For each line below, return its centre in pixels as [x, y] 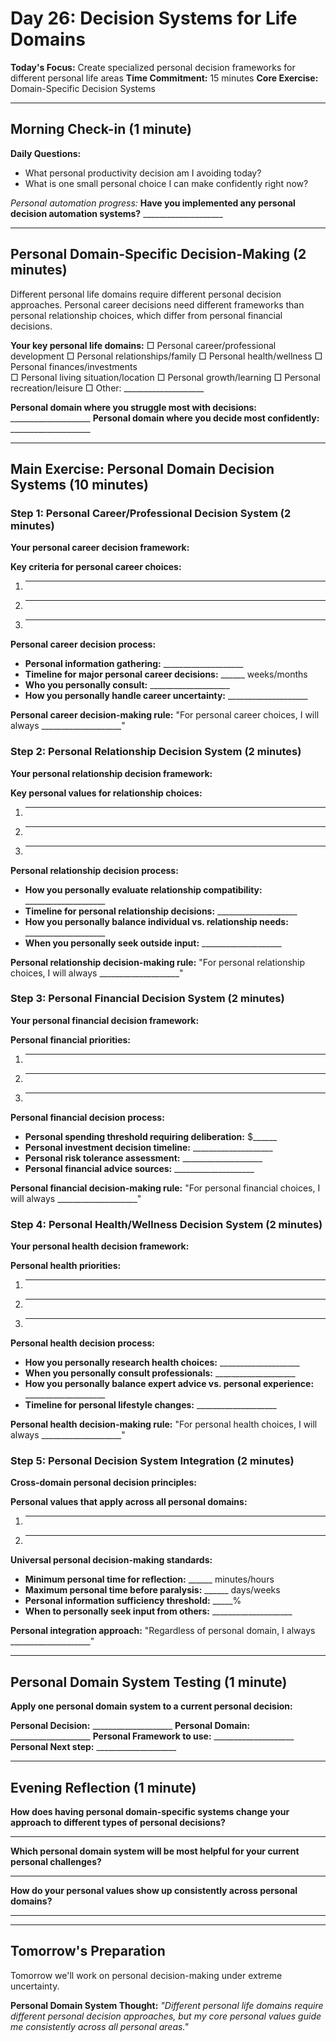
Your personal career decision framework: [100, 548]
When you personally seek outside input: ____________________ [153, 943]
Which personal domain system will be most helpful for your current [155, 1851]
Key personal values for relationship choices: [106, 793]
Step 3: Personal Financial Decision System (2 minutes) [147, 999]
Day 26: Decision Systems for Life [154, 18]
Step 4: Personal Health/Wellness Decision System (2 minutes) [166, 1224]
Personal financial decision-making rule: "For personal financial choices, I [165, 1188]
